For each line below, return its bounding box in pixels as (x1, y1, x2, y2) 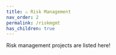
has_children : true (6, 25, 55, 32)
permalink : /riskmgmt (6, 20, 61, 26)
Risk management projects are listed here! (6, 42, 111, 49)
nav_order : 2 (6, 14, 39, 20)
